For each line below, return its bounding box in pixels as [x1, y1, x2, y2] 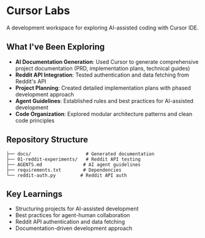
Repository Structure [6, 134, 89, 145]
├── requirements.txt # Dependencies [6, 167, 122, 173]
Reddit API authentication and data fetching [15, 218, 125, 226]
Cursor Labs [6, 4, 70, 18]
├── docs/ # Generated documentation [6, 151, 155, 157]
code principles [15, 117, 55, 124]
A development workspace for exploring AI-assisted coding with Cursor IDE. [6, 24, 199, 31]
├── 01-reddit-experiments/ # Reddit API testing [6, 156, 141, 163]
